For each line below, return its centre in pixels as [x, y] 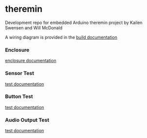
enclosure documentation [31, 61]
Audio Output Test [27, 120]
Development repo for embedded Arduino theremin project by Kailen [74, 23]
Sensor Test [19, 73]
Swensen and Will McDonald [34, 27]
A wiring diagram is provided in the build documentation [61, 37]
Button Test [19, 96]
